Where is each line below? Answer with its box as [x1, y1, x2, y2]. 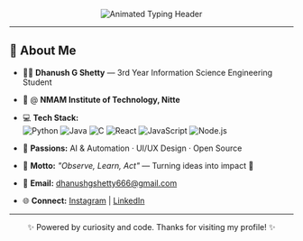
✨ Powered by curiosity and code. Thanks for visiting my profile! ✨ [27, 221, 276, 232]
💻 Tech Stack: [22, 112, 79, 123]
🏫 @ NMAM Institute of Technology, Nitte [22, 94, 180, 105]
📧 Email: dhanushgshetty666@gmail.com [22, 177, 178, 189]
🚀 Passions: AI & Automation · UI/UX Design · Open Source [22, 143, 243, 153]
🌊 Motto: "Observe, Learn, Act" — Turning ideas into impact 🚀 [22, 160, 254, 171]
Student [22, 77, 52, 88]
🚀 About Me [9, 43, 77, 59]
